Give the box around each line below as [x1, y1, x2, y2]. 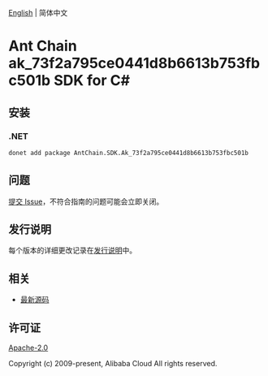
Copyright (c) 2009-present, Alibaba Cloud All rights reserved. [8, 359, 218, 368]
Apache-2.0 [8, 343, 49, 352]
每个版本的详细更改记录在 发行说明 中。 [8, 245, 136, 255]
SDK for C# [54, 71, 131, 90]
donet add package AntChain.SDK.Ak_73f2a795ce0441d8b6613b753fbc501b [8, 149, 249, 157]
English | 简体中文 [8, 8, 68, 17]
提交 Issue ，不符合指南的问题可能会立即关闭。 [8, 197, 164, 206]
